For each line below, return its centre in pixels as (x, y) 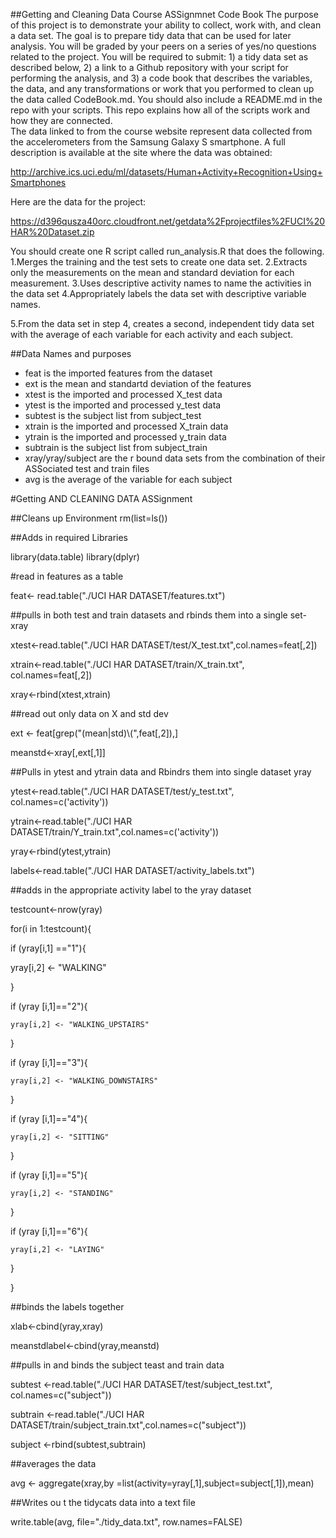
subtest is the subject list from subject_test (113, 415)
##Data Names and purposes (71, 353)
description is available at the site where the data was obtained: (141, 152)
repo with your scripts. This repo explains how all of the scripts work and (160, 110)
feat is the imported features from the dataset (118, 373)
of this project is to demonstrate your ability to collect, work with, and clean (166, 25)
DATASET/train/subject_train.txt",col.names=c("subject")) (128, 1425)
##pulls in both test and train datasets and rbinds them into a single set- (158, 615)
